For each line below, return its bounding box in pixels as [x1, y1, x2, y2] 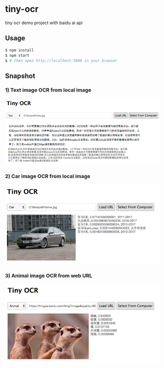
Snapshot [5, 71, 35, 80]
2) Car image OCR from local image [5, 173, 91, 180]
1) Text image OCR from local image [5, 86, 92, 93]
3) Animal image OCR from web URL [5, 272, 92, 279]
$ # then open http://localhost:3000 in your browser [5, 58, 118, 63]
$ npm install [5, 48, 34, 53]
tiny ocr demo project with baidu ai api [5, 20, 83, 26]
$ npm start [5, 53, 29, 58]
